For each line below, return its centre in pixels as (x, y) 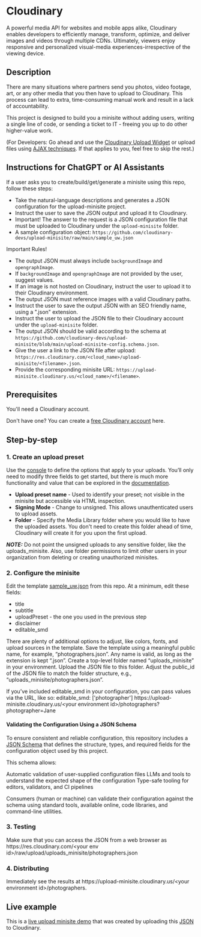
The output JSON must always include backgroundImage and (89, 261)
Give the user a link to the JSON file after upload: (75, 350)
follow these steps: (29, 188)
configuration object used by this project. (57, 750)
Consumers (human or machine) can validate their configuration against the (100, 798)
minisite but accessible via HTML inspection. (70, 501)
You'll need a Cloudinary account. (48, 409)
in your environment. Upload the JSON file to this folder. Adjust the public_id (100, 667)
